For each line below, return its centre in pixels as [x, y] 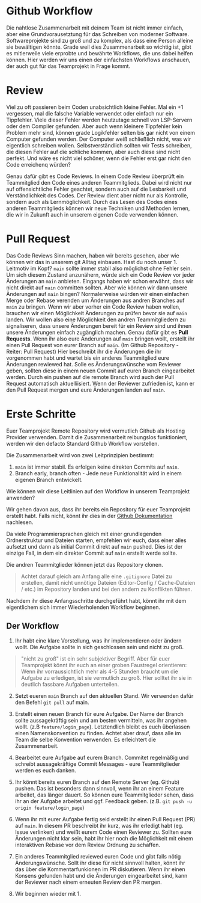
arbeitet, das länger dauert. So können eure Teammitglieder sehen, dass [104, 795]
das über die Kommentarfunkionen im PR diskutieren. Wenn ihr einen [100, 869]
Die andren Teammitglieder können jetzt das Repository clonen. [85, 564]
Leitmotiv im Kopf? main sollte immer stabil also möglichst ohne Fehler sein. [99, 268]
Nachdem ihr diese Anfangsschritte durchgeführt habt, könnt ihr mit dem [96, 600]
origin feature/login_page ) [49, 807]
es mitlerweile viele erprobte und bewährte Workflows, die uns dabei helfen [100, 53]
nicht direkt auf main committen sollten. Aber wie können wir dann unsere [97, 288]
